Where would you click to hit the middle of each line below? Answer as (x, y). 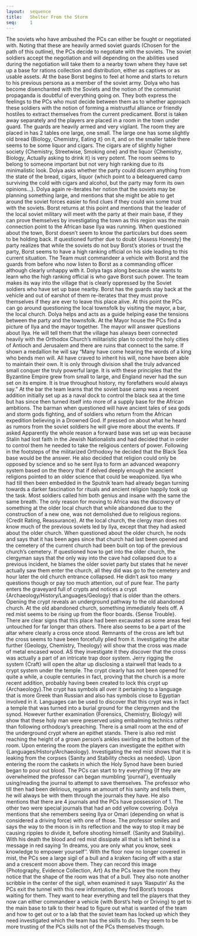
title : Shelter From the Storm (47, 17)
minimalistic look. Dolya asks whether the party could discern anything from (98, 171)
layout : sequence (29, 11)
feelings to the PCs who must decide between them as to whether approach (98, 102)
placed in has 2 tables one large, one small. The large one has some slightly (98, 133)
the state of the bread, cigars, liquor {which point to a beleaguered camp (94, 176)
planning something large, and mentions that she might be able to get (90, 195)
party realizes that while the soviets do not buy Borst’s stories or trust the (95, 245)
